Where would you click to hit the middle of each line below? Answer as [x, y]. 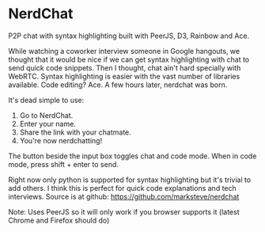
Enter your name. [48, 124]
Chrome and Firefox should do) [59, 220]
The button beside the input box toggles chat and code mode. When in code [132, 156]
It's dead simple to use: [46, 100]
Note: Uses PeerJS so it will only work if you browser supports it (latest [124, 211]
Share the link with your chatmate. [76, 132]
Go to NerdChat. [46, 115]
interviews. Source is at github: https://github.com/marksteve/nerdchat [124, 196]
